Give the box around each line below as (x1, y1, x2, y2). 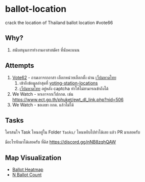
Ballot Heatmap (12, 167, 44, 173)
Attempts (5, 61, 34, 70)
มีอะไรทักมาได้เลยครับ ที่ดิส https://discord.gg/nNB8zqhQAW (5, 139, 116, 145)
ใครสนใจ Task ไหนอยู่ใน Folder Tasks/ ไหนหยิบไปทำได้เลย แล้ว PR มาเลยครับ (5, 129, 141, 135)
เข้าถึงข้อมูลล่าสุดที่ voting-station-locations (19, 80, 98, 86)
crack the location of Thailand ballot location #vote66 (5, 20, 113, 26)
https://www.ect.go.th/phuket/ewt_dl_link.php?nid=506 (12, 97, 124, 103)
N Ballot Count (12, 172, 42, 178)
